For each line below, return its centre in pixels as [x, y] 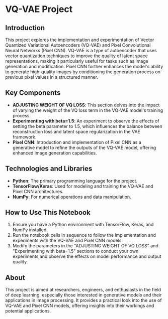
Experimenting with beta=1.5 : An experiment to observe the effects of [86, 121]
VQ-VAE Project [39, 9]
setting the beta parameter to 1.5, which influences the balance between [87, 126]
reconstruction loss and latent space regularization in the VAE [76, 131]
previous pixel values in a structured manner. [52, 77]
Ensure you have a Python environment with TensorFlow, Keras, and [83, 225]
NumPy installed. [30, 230]
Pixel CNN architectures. [38, 191]
